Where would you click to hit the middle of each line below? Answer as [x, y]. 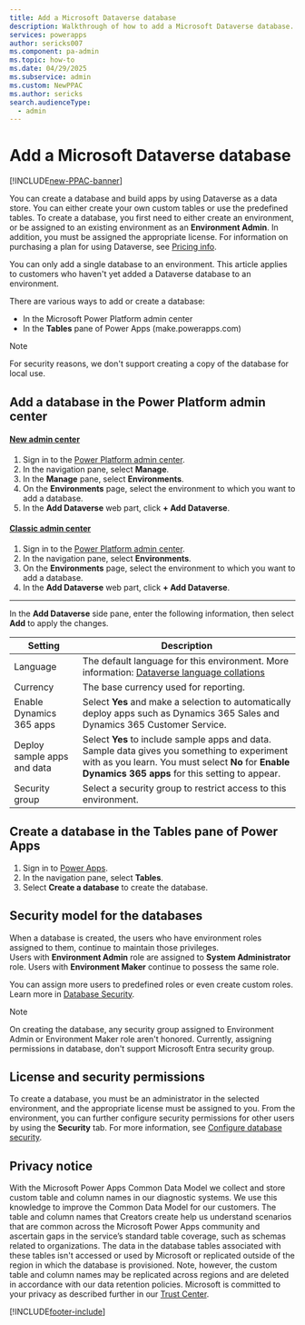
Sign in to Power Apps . [65, 868]
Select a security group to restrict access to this [184, 788]
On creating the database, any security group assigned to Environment [142, 1029]
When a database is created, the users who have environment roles [136, 938]
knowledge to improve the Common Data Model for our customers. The [143, 1207]
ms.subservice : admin [50, 77]
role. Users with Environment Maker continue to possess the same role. [144, 966]
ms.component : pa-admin [54, 52]
